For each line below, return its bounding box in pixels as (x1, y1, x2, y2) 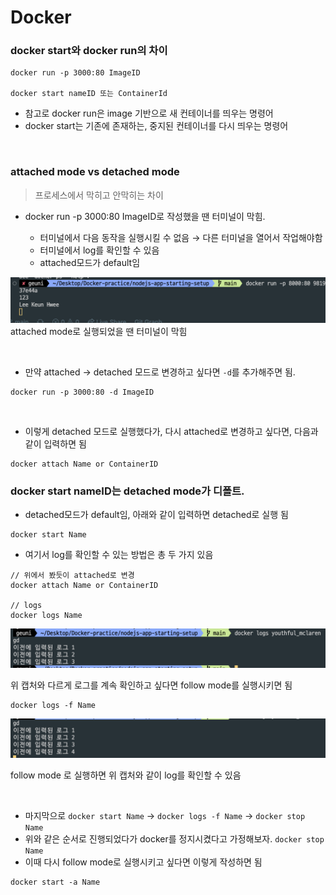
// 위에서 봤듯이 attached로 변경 (10, 571, 135, 581)
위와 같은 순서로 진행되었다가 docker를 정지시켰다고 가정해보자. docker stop (24, 833, 325, 845)
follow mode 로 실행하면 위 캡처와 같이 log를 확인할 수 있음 (10, 769, 242, 781)
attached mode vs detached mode (10, 165, 180, 179)
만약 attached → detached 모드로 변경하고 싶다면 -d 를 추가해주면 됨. (24, 366, 296, 378)
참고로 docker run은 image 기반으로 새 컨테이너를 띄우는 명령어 (24, 107, 274, 120)
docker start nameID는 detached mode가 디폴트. (10, 484, 245, 498)
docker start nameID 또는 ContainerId (10, 89, 168, 99)
